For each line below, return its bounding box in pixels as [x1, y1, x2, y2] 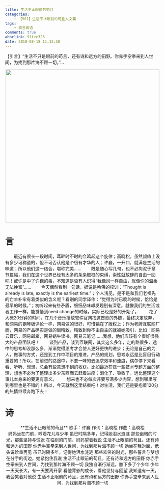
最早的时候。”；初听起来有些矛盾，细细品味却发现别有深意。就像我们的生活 [5, 302, 156, 308]
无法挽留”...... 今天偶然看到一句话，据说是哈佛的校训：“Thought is [5, 284, 146, 290]
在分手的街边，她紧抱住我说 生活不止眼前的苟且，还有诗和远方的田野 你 [6, 455, 151, 461]
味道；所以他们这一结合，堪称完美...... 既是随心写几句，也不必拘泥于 [5, 266, 152, 272]
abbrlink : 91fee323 [5, 35, 45, 40]
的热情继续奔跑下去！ [5, 388, 48, 394]
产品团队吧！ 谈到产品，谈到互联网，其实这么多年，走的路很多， [13, 339, 153, 345]
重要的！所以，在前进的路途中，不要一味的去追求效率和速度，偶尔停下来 [5, 357, 151, 363]
